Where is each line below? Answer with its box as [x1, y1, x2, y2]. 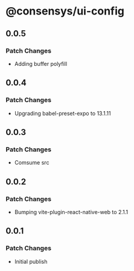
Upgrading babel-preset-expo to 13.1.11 [14, 109, 111, 117]
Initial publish [14, 258, 48, 265]
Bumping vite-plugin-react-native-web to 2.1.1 [14, 208, 128, 215]
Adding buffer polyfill [14, 60, 68, 67]
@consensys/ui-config [5, 4, 125, 18]
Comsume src [14, 159, 49, 166]
